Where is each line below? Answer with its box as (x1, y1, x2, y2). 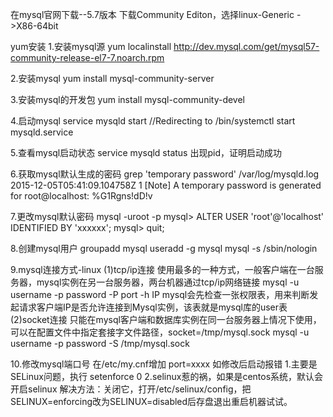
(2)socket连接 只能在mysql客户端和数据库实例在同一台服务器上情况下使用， (10, 314, 322, 325)
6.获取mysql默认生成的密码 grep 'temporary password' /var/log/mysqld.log (10, 168, 320, 180)
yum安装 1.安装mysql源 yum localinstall (10, 41, 172, 52)
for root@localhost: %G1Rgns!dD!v (10, 190, 153, 202)
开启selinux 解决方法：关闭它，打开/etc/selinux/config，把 (10, 383, 252, 395)
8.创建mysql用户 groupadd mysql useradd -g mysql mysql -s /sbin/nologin (10, 243, 318, 254)
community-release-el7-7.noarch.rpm (10, 52, 165, 63)
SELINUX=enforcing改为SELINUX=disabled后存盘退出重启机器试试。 (10, 396, 293, 407)
